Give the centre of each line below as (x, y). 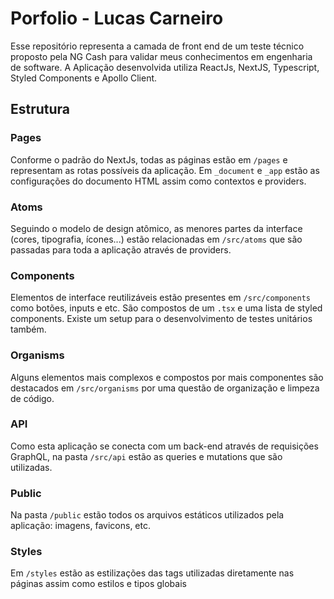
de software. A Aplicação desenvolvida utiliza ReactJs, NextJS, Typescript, (165, 67)
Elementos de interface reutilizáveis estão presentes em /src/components (160, 298)
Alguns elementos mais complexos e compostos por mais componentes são (167, 377)
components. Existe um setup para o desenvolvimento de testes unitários (161, 319)
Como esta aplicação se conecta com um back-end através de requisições (164, 446)
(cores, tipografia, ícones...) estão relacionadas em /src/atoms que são (156, 239)
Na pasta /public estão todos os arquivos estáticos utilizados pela (147, 515)
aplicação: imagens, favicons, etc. (81, 526)
